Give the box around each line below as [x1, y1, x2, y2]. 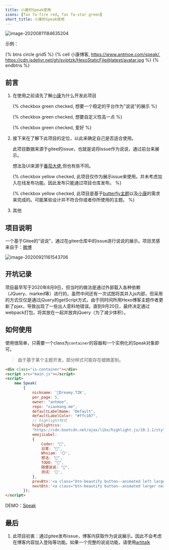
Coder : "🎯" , [41, 442, 66, 447]
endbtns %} [5, 62, 30, 68]
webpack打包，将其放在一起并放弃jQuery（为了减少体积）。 [5, 309, 129, 315]
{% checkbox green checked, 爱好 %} [12, 125, 92, 131]
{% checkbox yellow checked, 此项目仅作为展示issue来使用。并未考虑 [12, 174, 158, 180]
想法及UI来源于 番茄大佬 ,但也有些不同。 [12, 163, 94, 169]
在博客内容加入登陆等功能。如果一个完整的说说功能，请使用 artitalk [12, 539, 150, 545]
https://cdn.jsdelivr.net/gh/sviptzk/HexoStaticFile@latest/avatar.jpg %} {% [5, 57, 159, 63]
